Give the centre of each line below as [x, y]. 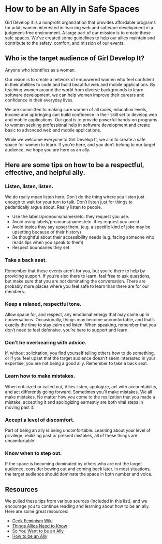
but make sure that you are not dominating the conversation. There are [75, 281]
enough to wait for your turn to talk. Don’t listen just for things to [69, 202]
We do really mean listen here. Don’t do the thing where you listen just [75, 197]
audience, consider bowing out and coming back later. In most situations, [78, 469]
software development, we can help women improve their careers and [75, 95]
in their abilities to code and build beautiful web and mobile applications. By [80, 84]
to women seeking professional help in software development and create [78, 125]
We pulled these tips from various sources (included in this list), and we [76, 501]
